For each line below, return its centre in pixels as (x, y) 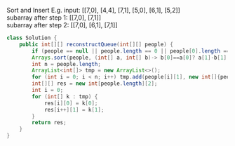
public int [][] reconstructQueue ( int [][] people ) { (96, 44)
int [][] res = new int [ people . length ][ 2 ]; (95, 84)
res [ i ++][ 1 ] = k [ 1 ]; (74, 109)
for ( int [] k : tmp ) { (65, 97)
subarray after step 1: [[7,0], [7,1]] (54, 18)
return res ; (49, 123)
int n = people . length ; (66, 64)
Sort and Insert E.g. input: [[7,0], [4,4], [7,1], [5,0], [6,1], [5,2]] (93, 10)
